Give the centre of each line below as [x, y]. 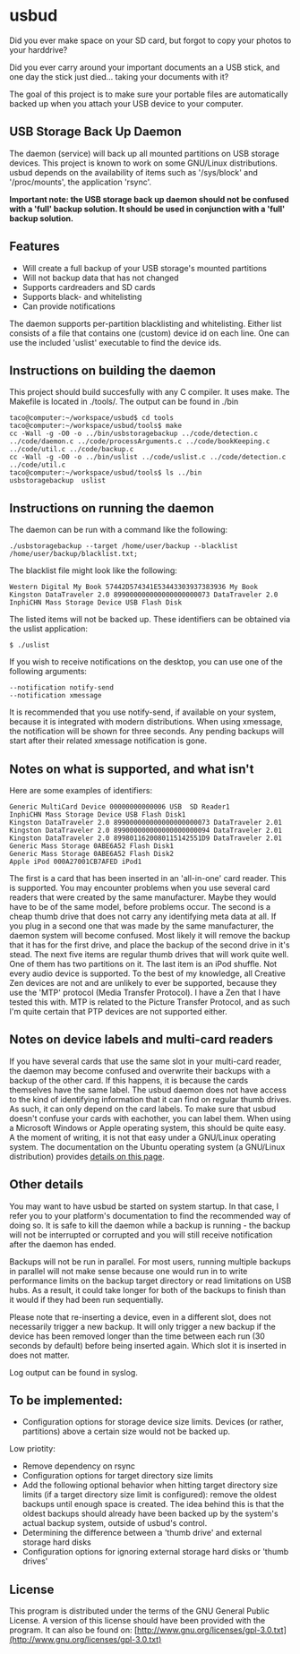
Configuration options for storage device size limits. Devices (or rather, [153, 1422]
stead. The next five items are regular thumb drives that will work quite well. [149, 954]
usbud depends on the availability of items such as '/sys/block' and [133, 172]
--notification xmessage [56, 696]
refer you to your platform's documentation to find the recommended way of [150, 1215]
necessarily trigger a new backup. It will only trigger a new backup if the [142, 1326]
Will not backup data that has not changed [100, 278]
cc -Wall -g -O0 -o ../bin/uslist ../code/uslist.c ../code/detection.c [148, 458]
